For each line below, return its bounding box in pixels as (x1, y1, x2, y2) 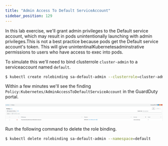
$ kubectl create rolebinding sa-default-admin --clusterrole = (5, 74, 140, 79)
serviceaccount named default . (5, 64, 71, 70)
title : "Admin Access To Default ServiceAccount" (5, 8, 111, 13)
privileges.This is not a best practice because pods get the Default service (5, 38, 158, 44)
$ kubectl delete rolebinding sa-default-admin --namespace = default (5, 136, 151, 141)
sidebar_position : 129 (5, 13, 52, 18)
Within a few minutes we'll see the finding (5, 83, 91, 89)
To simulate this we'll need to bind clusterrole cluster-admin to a (5, 58, 138, 64)
